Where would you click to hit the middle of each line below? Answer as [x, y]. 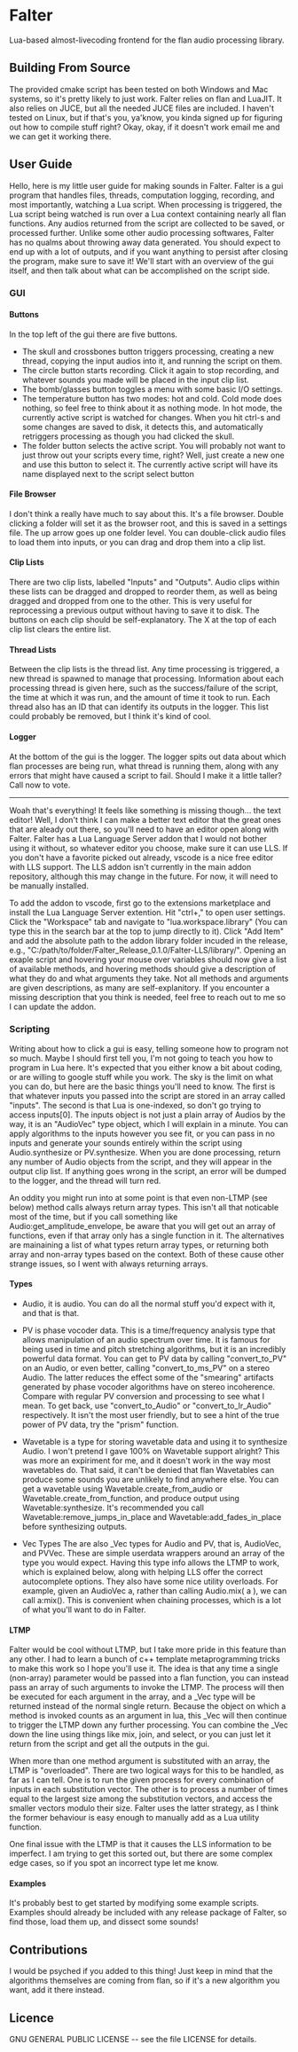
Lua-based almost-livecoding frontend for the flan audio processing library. [147, 40]
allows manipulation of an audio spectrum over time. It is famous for [146, 1339]
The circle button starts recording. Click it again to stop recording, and [150, 370]
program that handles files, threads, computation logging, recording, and [142, 195]
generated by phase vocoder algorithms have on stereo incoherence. [149, 1387]
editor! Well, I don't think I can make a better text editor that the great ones [145, 819]
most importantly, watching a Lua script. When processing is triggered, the [145, 204]
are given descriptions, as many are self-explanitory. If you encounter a [140, 987]
